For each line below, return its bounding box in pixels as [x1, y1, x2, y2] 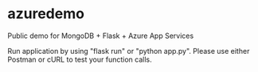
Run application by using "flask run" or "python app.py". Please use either [7, 46, 250, 55]
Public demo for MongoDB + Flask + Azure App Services [7, 31, 194, 40]
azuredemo [7, 5, 85, 23]
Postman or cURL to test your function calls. [7, 55, 152, 64]
